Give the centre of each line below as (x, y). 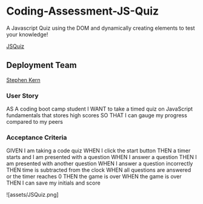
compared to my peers (35, 122)
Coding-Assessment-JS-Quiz (83, 11)
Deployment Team (42, 65)
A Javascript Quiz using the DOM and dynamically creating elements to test (101, 28)
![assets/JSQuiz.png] (32, 195)
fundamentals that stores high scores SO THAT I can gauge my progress (97, 115)
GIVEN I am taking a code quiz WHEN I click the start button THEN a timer (98, 151)
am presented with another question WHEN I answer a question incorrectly (100, 164)
